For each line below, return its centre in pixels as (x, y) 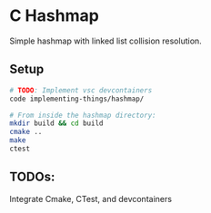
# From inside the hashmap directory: (83, 115)
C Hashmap (55, 16)
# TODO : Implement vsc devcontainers (81, 90)
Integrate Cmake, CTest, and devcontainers (91, 198)
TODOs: (32, 177)
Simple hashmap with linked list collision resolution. (105, 41)
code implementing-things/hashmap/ (77, 99)
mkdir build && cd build (56, 123)
